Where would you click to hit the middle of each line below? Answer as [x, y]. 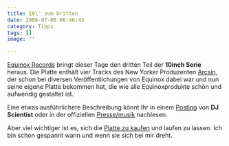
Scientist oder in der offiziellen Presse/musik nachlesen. [87, 115]
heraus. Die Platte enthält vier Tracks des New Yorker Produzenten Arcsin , [112, 72]
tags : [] [20, 33]
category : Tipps [30, 26]
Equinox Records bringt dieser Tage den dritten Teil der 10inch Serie [104, 65]
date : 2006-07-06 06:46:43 [46, 20]
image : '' [21, 39]
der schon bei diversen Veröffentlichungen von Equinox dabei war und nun [113, 79]
